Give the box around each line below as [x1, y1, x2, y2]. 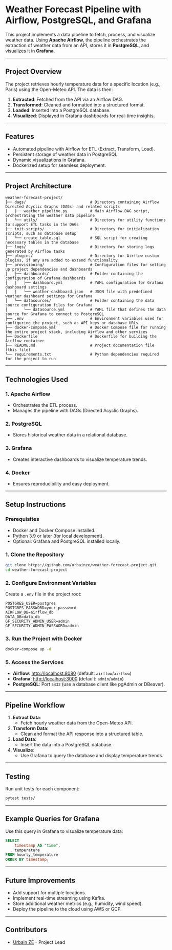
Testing [5, 772, 30, 781]
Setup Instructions [5, 500, 66, 509]
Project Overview [5, 68, 62, 76]
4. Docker [5, 469, 30, 476]
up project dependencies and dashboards [5, 267, 93, 272]
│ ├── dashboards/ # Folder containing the [5, 271, 143, 277]
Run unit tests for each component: [5, 786, 80, 792]
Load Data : [12, 736, 37, 742]
